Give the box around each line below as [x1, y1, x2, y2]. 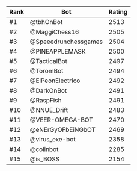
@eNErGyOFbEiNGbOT [29, 126, 96, 134]
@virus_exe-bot [29, 135, 76, 143]
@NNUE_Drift [29, 106, 68, 114]
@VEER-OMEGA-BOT [29, 116, 93, 124]
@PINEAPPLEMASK [29, 48, 86, 55]
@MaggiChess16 [29, 28, 79, 36]
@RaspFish [29, 96, 62, 104]
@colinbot [29, 145, 59, 153]
